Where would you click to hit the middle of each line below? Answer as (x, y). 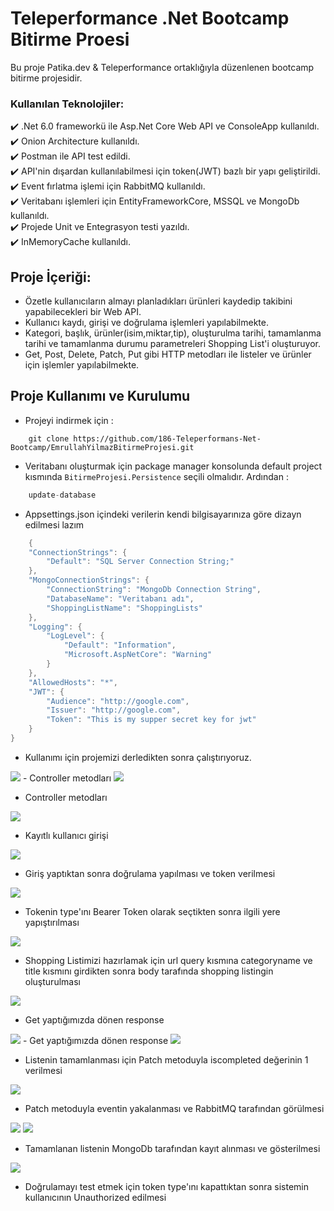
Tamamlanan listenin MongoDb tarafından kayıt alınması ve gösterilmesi (172, 1148)
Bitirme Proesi (70, 39)
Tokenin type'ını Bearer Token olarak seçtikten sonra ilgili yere (152, 911)
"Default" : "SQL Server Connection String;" (140, 562)
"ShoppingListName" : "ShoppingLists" (124, 608)
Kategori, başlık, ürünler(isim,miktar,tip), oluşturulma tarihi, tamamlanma (173, 333)
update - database (62, 495)
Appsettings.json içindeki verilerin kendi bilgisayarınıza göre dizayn (163, 514)
